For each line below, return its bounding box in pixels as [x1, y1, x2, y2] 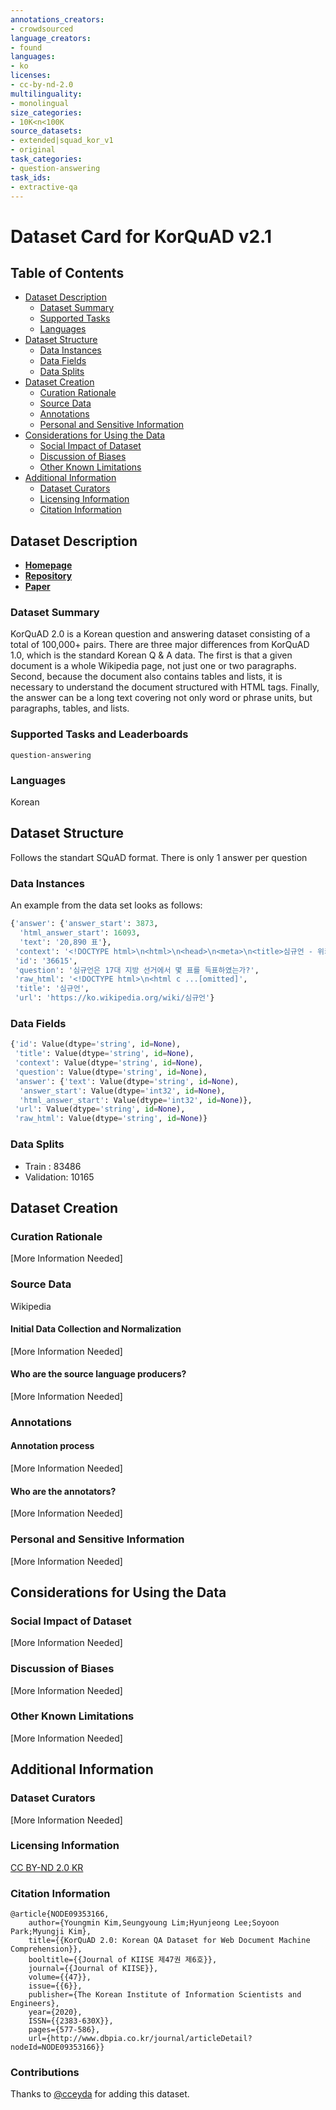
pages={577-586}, [28, 2025, 101, 2035]
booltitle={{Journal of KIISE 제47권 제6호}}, [28, 1955, 218, 1965]
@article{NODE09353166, [10, 1909, 110, 1920]
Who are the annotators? [10, 1485, 117, 1497]
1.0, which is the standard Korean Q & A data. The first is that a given [10, 649, 293, 661]
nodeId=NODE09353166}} [10, 2042, 105, 2053]
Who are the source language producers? [10, 1368, 187, 1380]
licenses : [10, 71, 52, 81]
